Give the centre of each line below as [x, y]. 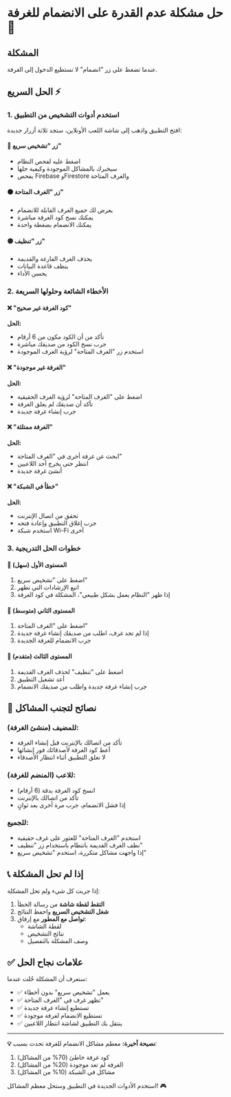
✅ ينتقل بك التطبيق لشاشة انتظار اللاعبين [69, 1023]
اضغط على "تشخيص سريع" [52, 580]
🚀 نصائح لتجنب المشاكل [52, 708]
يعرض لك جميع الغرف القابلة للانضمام [65, 210]
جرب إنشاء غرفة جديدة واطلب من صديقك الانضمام [82, 686]
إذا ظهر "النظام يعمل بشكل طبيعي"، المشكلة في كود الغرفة [93, 595]
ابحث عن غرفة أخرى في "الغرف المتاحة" [69, 456]
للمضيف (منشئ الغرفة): [43, 727]
